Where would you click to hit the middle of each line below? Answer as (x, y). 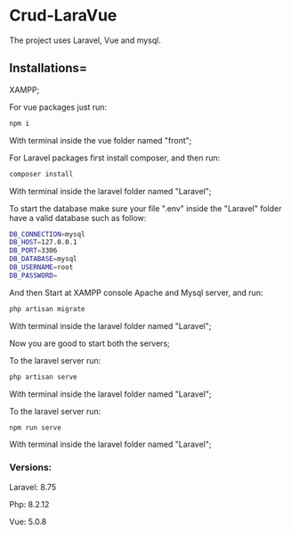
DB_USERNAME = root (41, 267)
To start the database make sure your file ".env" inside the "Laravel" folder (145, 208)
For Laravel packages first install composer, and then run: (115, 158)
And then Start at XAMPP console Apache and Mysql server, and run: (136, 292)
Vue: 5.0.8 (28, 522)
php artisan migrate (48, 308)
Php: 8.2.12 (29, 504)
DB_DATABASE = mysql (43, 259)
